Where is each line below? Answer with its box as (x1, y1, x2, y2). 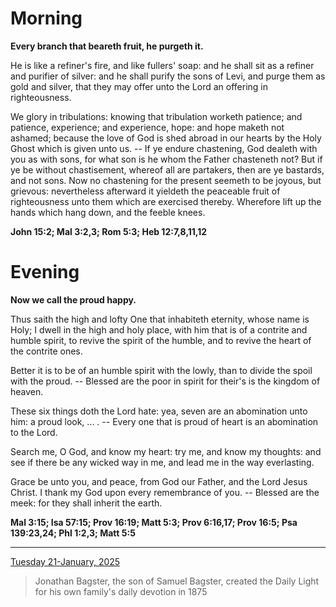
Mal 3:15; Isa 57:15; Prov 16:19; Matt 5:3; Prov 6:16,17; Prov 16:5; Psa (10, 516, 298, 528)
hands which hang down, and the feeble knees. (10, 206, 206, 218)
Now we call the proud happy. (10, 293, 137, 306)
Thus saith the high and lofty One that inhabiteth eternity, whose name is (10, 313, 310, 325)
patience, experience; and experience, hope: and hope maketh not (10, 121, 285, 133)
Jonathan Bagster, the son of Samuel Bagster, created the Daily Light (34, 575, 320, 587)
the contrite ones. (10, 345, 83, 357)
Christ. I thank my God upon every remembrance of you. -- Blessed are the (10, 486, 320, 498)
